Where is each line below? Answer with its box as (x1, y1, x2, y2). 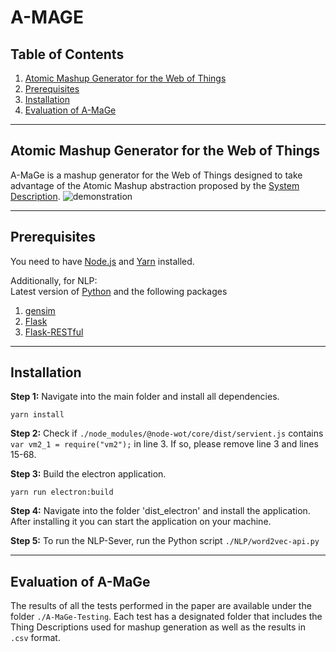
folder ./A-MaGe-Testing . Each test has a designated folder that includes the (10, 611, 323, 623)
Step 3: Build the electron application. (10, 468, 167, 480)
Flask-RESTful (24, 326, 84, 338)
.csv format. (10, 632, 61, 644)
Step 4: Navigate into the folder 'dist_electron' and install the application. (10, 505, 311, 517)
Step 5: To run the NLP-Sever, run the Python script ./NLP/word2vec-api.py (10, 535, 320, 547)
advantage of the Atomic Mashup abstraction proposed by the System (10, 179, 300, 191)
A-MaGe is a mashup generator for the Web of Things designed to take (10, 169, 303, 181)
